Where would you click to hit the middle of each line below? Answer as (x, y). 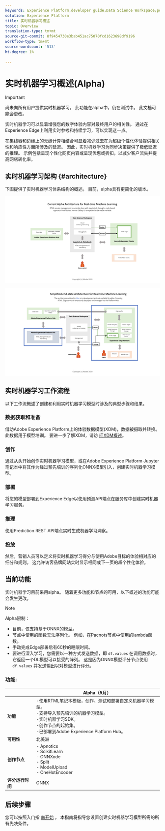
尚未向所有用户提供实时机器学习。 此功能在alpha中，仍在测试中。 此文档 (79, 108)
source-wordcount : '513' (30, 47)
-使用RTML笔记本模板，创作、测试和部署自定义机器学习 (93, 701)
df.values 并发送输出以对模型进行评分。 (53, 665)
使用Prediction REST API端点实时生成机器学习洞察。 (58, 530)
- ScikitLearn (50, 752)
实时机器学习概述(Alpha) (55, 83)
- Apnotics (47, 746)
